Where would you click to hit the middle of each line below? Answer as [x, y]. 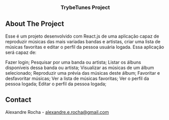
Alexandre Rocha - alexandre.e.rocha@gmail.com [57, 112]
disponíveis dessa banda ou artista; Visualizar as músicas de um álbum [80, 68]
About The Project [35, 24]
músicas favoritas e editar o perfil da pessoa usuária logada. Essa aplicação [85, 47]
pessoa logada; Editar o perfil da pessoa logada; [56, 84]
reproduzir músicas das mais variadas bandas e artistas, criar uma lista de [83, 41]
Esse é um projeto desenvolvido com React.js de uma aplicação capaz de [82, 36]
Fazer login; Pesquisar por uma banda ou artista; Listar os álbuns [73, 62]
